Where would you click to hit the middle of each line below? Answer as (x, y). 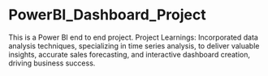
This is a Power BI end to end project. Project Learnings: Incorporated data (133, 37)
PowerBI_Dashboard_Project (107, 15)
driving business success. (52, 63)
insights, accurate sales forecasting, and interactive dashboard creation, (129, 54)
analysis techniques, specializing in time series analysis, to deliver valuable (134, 45)
